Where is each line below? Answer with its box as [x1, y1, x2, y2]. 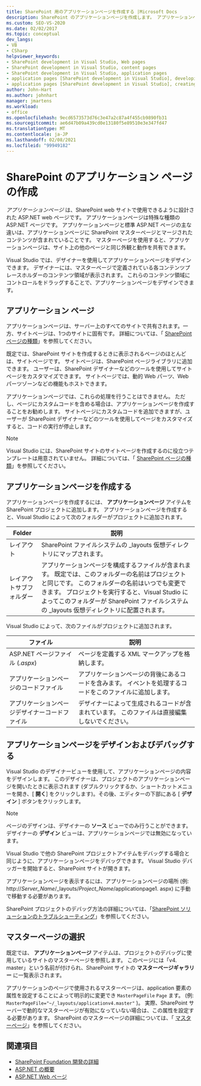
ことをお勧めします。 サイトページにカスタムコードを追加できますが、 [11, 408, 185, 415]
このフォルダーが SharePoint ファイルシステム [59, 597, 188, 605]
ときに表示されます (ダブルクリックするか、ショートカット [32, 783, 178, 790]
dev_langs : [6, 37, 33, 43]
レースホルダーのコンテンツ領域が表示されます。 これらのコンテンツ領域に [6, 271, 190, 279]
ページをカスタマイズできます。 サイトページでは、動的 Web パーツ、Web [6, 373, 189, 380]
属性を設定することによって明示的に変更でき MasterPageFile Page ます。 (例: [6, 991, 194, 998]
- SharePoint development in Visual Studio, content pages [6, 64, 157, 71]
